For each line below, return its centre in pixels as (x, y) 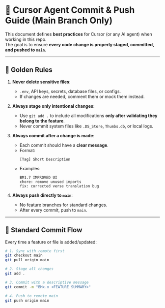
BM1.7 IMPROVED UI (38, 177)
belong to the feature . (42, 121)
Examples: (30, 168)
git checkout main (24, 255)
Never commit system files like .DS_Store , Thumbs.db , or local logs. (86, 126)
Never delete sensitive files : (41, 82)
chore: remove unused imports (51, 182)
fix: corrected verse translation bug (59, 186)
